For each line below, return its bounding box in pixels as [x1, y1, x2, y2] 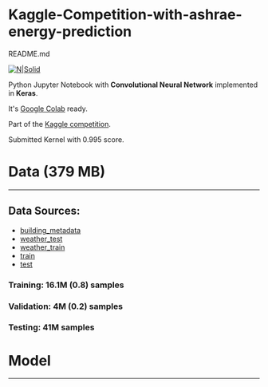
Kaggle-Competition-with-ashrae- [8, 6, 242, 24]
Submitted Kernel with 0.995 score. [8, 134, 125, 144]
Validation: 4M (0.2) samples [8, 301, 124, 312]
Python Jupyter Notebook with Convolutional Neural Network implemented [8, 80, 258, 89]
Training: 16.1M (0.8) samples [8, 279, 124, 290]
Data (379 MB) [8, 163, 106, 181]
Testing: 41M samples [8, 322, 95, 333]
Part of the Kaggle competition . [8, 119, 112, 128]
